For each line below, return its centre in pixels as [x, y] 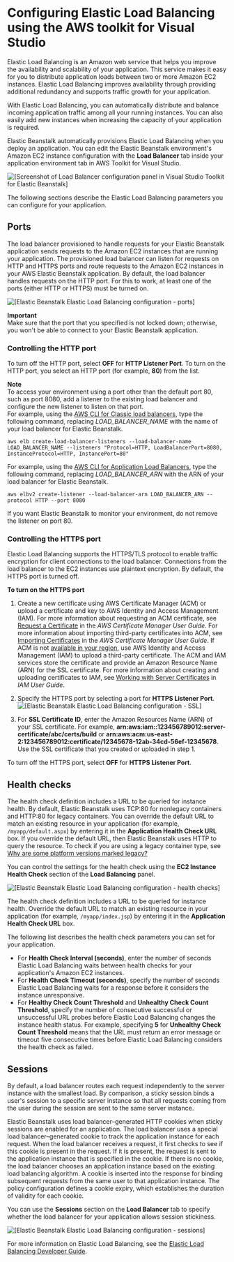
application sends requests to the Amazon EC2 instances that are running [113, 251]
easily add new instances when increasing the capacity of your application [114, 119]
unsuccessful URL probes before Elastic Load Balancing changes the [116, 1018]
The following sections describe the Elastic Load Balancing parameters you [115, 198]
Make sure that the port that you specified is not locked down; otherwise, [112, 322]
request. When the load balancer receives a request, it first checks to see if [115, 1143]
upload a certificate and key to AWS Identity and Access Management [118, 611]
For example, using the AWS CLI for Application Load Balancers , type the [112, 467]
